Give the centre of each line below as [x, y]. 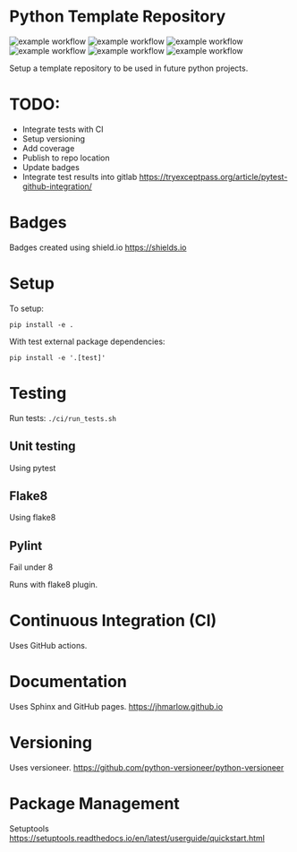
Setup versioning [54, 138]
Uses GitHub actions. [48, 646]
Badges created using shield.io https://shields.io [98, 247]
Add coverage [48, 148]
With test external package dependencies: [87, 341]
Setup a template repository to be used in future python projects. [129, 68]
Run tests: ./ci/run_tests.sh [63, 417]
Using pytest [33, 468]
